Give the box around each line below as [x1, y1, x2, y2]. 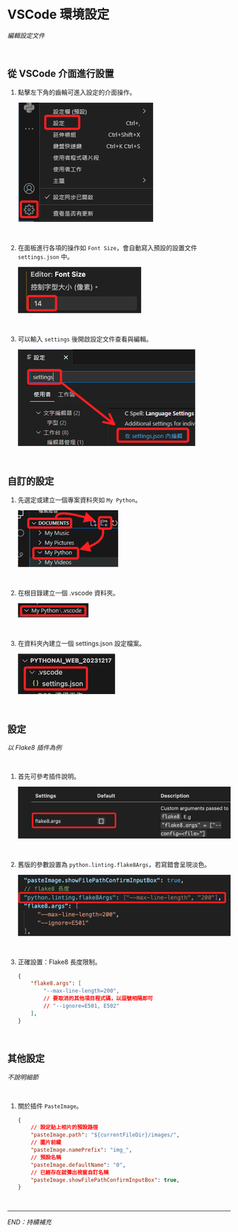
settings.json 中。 [17, 252, 74, 261]
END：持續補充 [7, 1218, 52, 1226]
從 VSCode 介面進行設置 [7, 68, 115, 80]
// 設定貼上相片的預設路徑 [30, 1124, 98, 1131]
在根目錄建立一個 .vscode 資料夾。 [17, 588, 120, 597]
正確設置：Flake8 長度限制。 [17, 958, 101, 966]
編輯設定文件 [7, 31, 45, 40]
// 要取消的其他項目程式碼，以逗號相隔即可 [43, 995, 154, 1002]
